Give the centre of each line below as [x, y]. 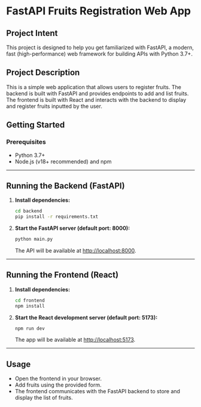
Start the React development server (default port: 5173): [86, 317]
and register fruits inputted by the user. [54, 106]
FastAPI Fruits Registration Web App [99, 11]
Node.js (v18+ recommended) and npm [63, 161]
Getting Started [36, 125]
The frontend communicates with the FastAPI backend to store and [98, 391]
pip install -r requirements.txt [57, 217]
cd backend [28, 211]
